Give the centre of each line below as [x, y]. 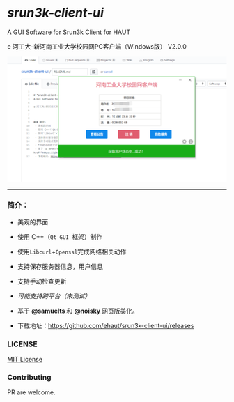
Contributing [29, 377]
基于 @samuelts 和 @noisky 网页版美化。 [78, 311]
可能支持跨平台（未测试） [54, 296]
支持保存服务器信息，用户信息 [60, 266]
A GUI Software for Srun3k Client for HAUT [69, 32]
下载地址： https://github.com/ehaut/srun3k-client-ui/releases [106, 325]
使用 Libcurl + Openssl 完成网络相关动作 [72, 252]
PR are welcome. [31, 392]
